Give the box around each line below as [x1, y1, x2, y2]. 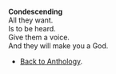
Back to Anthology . [19, 56, 83, 66]
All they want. [8, 15, 54, 25]
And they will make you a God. [8, 41, 109, 51]
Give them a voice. [8, 32, 70, 42]
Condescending [8, 7, 63, 16]
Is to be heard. [8, 24, 56, 33]
